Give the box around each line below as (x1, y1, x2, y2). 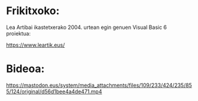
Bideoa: (6, 62, 45, 76)
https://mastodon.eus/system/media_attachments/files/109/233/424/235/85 (6, 82, 192, 89)
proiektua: (6, 30, 31, 37)
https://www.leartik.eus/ (6, 41, 65, 48)
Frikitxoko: (6, 4, 60, 18)
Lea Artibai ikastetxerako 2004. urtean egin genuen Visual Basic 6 (6, 24, 167, 31)
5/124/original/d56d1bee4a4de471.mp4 (6, 87, 102, 95)
